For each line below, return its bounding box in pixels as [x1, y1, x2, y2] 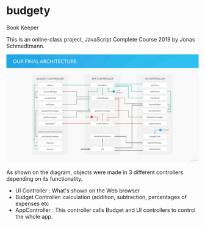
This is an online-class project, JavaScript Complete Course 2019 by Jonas [6, 35, 195, 43]
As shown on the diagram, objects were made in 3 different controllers [6, 169, 184, 176]
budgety [6, 4, 51, 18]
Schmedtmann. [6, 42, 45, 49]
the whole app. [15, 213, 53, 221]
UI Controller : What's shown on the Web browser [15, 187, 140, 194]
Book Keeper [6, 24, 39, 31]
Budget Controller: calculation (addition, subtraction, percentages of [15, 194, 187, 201]
